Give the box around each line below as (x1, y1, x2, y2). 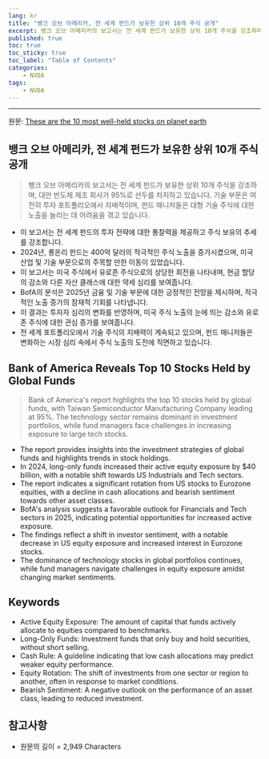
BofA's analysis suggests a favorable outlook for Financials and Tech (19, 504, 247, 514)
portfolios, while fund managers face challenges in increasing (27, 421, 232, 430)
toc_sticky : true (8, 49, 66, 57)
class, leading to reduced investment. (19, 693, 144, 703)
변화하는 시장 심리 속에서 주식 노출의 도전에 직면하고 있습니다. (19, 337, 213, 347)
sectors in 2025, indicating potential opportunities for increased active (19, 513, 252, 522)
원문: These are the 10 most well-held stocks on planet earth (8, 117, 207, 127)
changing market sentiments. (19, 572, 116, 582)
